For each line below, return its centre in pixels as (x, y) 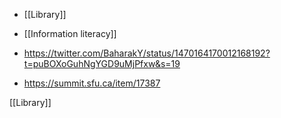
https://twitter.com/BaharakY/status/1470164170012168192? (147, 53)
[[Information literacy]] (70, 33)
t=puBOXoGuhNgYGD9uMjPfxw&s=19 (102, 63)
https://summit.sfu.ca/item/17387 (92, 83)
